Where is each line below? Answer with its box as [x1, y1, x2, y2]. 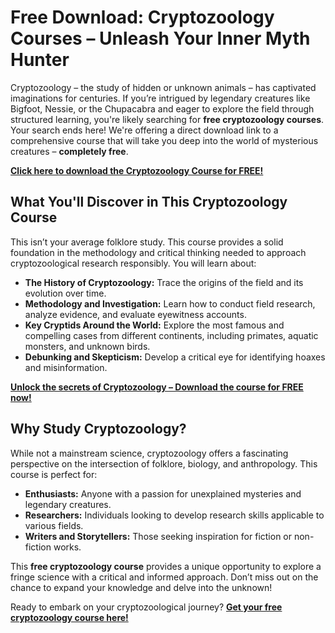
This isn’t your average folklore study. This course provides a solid [10, 236, 284, 248]
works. [53, 541, 82, 553]
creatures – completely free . [10, 145, 129, 157]
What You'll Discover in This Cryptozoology [10, 194, 288, 211]
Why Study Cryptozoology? [10, 421, 187, 438]
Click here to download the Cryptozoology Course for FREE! [10, 164, 264, 176]
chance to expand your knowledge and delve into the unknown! [10, 581, 273, 593]
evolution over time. [24, 287, 107, 299]
